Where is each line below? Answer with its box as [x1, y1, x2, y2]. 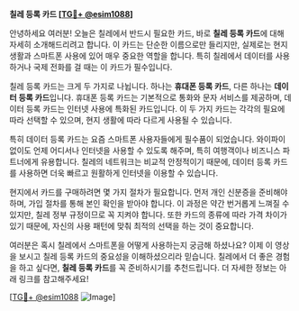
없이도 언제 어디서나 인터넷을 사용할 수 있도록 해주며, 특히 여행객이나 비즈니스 [9, 145, 281, 156]
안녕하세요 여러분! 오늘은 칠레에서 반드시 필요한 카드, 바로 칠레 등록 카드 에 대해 [9, 28, 285, 39]
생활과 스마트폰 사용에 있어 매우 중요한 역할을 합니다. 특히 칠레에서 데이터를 [9, 50, 274, 61]
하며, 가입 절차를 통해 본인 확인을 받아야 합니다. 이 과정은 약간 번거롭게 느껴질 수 [9, 198, 290, 208]
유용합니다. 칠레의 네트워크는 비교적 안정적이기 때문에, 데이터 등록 [40, 157, 272, 167]
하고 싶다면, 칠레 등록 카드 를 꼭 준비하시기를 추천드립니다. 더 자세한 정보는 [18, 262, 277, 273]
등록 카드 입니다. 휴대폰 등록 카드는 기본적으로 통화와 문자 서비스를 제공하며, [18, 92, 283, 103]
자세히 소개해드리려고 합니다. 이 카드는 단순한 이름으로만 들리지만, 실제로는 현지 [9, 40, 288, 50]
